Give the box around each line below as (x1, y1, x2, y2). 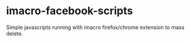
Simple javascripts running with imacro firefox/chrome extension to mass (6, 24, 185, 31)
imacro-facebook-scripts (6, 4, 134, 18)
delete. (6, 30, 23, 37)
